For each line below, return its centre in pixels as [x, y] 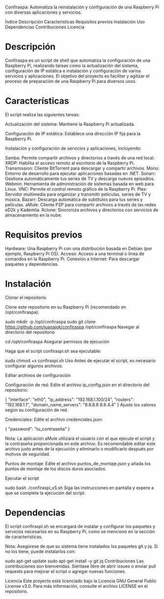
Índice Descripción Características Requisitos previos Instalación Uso [75, 22]
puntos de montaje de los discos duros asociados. [56, 469]
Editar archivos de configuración [38, 375]
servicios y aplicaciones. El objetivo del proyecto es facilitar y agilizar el [77, 76]
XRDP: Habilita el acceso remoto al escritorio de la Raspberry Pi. [70, 163]
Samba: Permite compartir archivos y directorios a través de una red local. [80, 158]
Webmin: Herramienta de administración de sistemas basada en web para [80, 184]
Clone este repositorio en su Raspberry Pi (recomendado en [66, 307]
